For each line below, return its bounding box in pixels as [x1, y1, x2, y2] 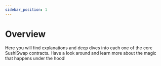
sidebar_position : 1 [5, 7, 48, 12]
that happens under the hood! [5, 55, 66, 61]
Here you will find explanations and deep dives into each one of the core [5, 45, 153, 51]
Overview [5, 28, 46, 39]
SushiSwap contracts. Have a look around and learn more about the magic [5, 50, 157, 56]
